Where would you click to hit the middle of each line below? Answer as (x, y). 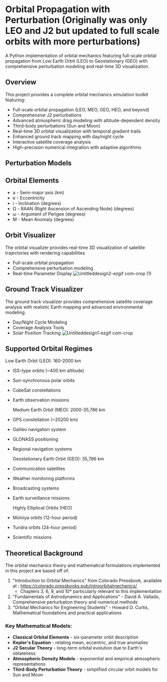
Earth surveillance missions (41, 498)
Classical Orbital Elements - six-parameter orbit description (75, 637)
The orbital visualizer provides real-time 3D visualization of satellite (75, 247)
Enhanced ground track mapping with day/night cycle (68, 136)
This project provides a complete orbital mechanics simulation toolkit (77, 94)
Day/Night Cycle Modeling (40, 322)
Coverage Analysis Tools (38, 327)
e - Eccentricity (29, 198)
